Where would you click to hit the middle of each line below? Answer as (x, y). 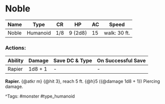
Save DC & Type (73, 61)
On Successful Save (121, 61)
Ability (16, 61)
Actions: (16, 48)
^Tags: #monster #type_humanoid (40, 96)
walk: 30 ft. (117, 33)
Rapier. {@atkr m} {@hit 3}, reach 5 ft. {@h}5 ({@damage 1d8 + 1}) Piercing (83, 81)
